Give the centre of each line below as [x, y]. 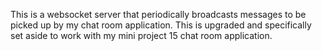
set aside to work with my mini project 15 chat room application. [141, 35]
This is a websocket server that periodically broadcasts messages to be [158, 14]
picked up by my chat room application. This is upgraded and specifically [161, 25]
